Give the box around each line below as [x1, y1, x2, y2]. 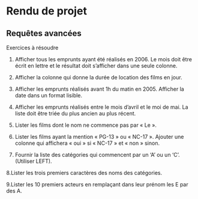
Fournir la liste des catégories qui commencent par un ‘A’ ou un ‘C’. [14, 152, 180, 158]
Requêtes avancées [6, 28, 82, 38]
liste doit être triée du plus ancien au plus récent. [14, 110, 136, 117]
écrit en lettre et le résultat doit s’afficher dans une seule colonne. [14, 62, 178, 69]
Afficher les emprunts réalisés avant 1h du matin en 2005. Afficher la [14, 85, 184, 93]
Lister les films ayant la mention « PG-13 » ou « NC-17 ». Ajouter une [14, 133, 184, 140]
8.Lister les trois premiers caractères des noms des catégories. [6, 170, 163, 176]
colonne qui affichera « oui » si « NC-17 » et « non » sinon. [14, 139, 160, 147]
